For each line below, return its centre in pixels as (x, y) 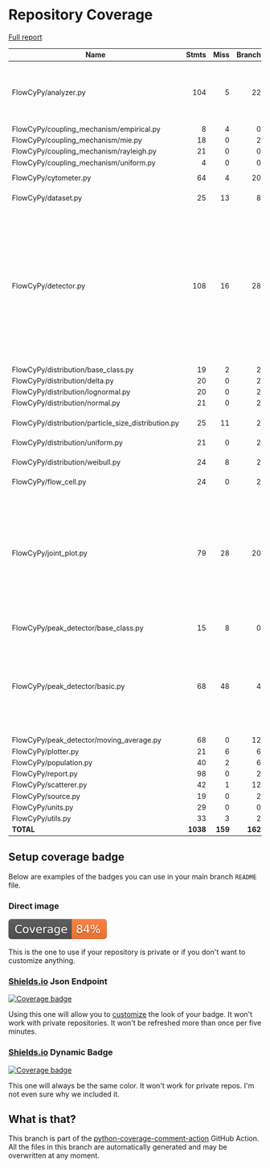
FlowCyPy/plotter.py (45, 751)
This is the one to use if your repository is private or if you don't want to (127, 952)
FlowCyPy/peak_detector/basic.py (68, 686)
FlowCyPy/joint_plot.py (50, 553)
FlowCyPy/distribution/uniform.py (67, 442)
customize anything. (42, 961)
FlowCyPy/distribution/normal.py (66, 403)
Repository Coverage (81, 15)
